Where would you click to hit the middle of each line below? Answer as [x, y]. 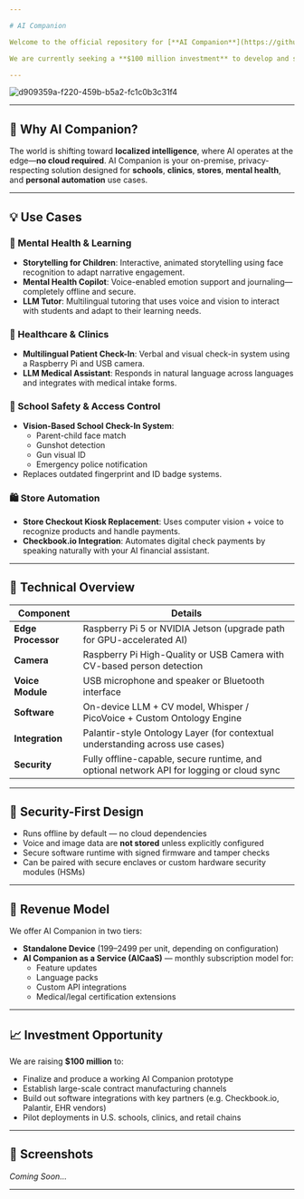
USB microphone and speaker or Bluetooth [174, 680]
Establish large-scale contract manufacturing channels [124, 1088]
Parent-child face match [81, 435]
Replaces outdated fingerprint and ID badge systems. [122, 474]
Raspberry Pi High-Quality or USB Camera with [184, 654]
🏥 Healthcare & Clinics [59, 334]
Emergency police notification [91, 464]
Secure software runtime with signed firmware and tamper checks [146, 853]
